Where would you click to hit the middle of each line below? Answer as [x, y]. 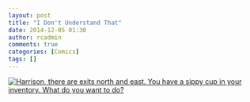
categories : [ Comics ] [44, 52]
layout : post [30, 15]
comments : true [33, 45]
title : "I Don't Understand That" [65, 23]
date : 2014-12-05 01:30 [47, 30]
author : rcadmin [35, 37]
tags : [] [23, 60]
